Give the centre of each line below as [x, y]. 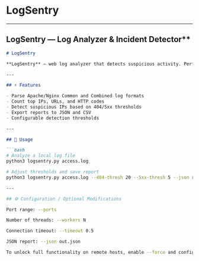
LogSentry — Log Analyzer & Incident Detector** [98, 39]
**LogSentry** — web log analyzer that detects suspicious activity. [94, 64]
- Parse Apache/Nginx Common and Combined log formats [75, 96]
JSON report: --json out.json [44, 242]
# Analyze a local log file [41, 156]
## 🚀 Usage [20, 139]
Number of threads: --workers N [46, 220]
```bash [16, 150]
